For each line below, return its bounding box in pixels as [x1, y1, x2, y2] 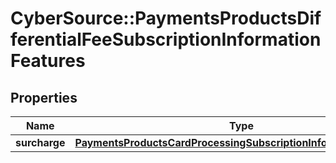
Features [10, 50, 86, 72]
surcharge [15, 136, 66, 149]
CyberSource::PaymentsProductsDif [10, 7, 322, 30]
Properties [10, 89, 78, 106]
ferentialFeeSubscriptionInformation [10, 28, 322, 51]
